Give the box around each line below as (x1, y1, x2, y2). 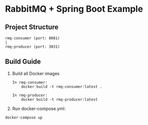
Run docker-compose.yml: (12, 105, 66, 111)
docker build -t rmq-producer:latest (21, 97, 98, 102)
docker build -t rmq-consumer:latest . (21, 84, 103, 89)
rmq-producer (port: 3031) (5, 44, 60, 49)
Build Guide (5, 58, 41, 66)
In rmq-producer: (12, 93, 48, 98)
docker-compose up (5, 115, 42, 120)
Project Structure (5, 23, 59, 31)
